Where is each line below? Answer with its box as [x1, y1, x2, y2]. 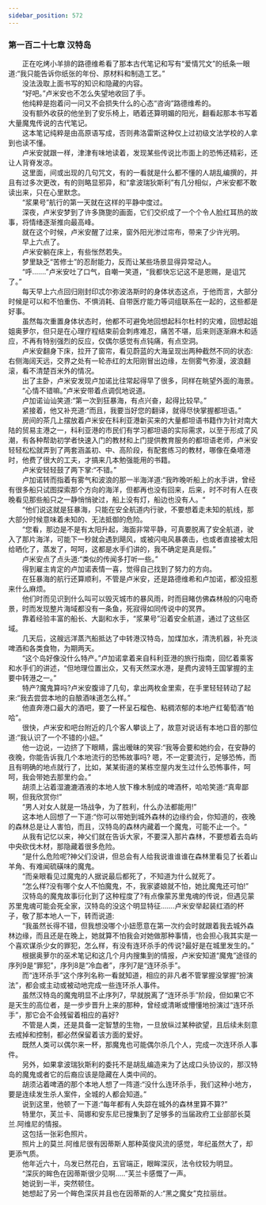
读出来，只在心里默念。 [8, 187, 85, 197]
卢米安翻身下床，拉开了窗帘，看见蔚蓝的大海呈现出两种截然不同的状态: [21, 346, 253, 355]
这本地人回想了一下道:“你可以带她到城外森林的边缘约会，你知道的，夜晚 [21, 812, 256, 821]
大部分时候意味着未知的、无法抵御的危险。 [8, 515, 147, 524]
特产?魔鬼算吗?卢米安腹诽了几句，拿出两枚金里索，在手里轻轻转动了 [21, 683, 245, 692]
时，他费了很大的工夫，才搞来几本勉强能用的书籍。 [8, 455, 175, 465]
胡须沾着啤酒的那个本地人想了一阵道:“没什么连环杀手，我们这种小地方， [21, 1079, 256, 1088]
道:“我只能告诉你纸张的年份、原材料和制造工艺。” [8, 68, 165, 78]
